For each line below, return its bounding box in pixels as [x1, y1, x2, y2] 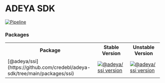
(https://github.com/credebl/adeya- [7, 64, 91, 71]
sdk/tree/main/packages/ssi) [7, 70, 75, 77]
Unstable [133, 44, 155, 51]
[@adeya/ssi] [7, 58, 39, 65]
